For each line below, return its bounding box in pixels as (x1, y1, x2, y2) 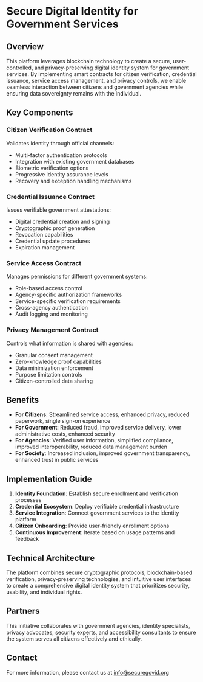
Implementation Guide (6, 473, 92, 484)
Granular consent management (15, 351, 93, 358)
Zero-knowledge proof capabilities (15, 358, 102, 365)
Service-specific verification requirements (15, 298, 121, 305)
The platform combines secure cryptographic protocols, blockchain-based (6, 569, 193, 576)
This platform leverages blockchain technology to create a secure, (6, 58, 171, 64)
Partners (6, 606, 41, 616)
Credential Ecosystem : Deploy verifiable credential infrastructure (15, 503, 179, 510)
